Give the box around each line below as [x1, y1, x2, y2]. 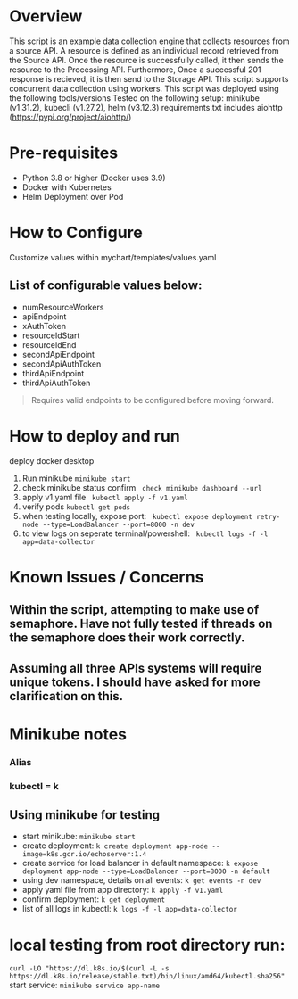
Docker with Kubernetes [21, 181, 112, 193]
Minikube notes [9, 724, 128, 744]
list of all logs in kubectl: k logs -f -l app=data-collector [21, 904, 238, 914]
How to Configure [9, 223, 143, 243]
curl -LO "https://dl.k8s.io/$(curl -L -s [9, 964, 170, 973]
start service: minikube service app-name [9, 979, 161, 991]
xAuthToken [21, 320, 67, 331]
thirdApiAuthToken [21, 377, 91, 388]
